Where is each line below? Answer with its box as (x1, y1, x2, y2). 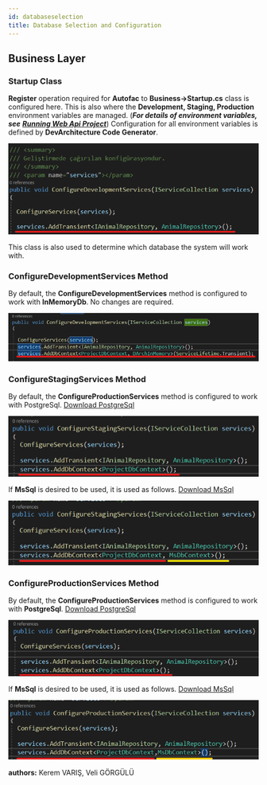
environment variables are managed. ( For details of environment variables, (8, 111, 257, 120)
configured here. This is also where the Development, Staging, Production (8, 102, 254, 111)
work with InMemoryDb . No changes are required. (8, 297, 174, 307)
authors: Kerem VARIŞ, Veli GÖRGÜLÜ (8, 768, 135, 777)
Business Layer (8, 52, 86, 65)
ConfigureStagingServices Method (8, 373, 147, 385)
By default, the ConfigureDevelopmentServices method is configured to (8, 288, 248, 298)
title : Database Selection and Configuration (8, 21, 161, 29)
